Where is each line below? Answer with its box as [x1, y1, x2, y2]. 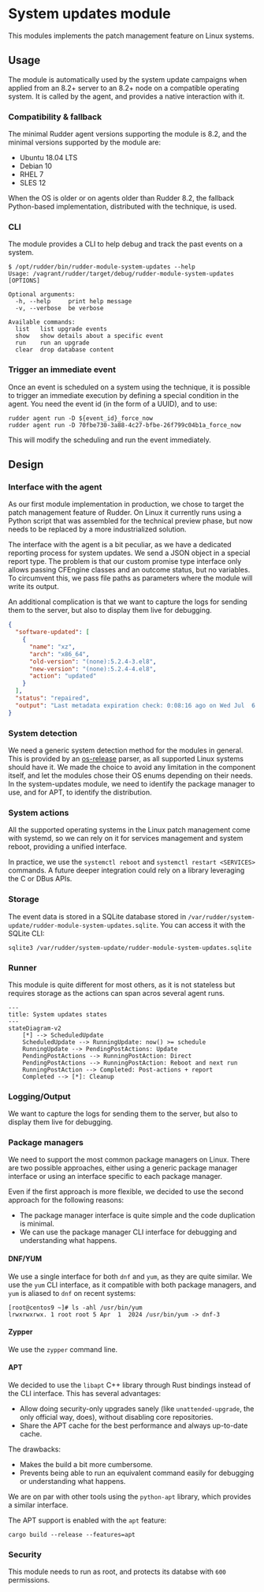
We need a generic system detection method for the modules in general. [8, 745, 244, 755]
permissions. [8, 1575, 50, 1585]
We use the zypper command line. [8, 1344, 118, 1354]
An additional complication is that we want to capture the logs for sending [8, 597, 248, 606]
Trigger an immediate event [8, 364, 117, 375]
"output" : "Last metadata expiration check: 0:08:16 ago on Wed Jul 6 [15, 701, 256, 709]
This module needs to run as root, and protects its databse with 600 [8, 1567, 226, 1576]
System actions [8, 807, 69, 818]
